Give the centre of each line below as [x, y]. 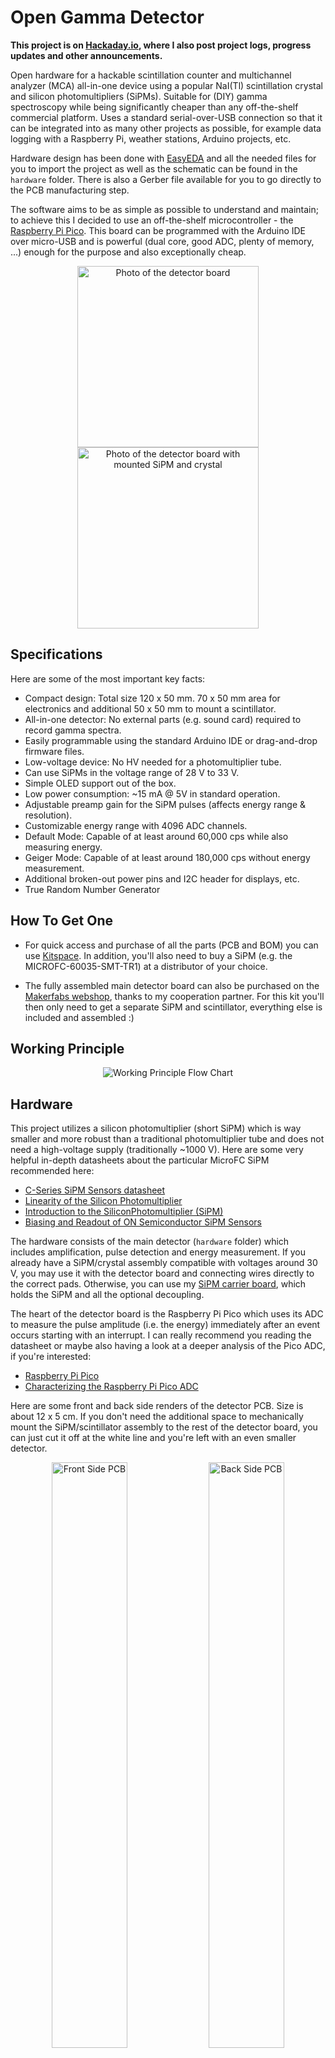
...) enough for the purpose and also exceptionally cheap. [128, 252]
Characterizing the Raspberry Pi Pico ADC [111, 1387]
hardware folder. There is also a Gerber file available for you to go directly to [166, 179]
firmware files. [54, 751]
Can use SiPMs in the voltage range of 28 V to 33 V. [132, 772]
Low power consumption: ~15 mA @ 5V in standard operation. [152, 793]
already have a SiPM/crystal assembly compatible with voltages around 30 [164, 1263]
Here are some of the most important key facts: [108, 678]
